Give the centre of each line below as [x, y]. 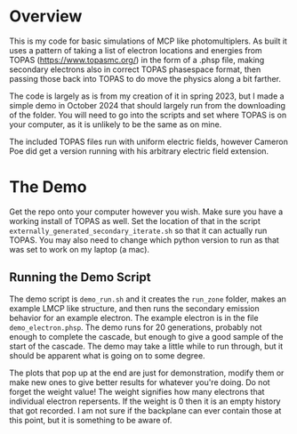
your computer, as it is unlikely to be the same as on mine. [116, 124]
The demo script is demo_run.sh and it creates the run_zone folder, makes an [148, 299]
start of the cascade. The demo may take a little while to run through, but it [146, 346]
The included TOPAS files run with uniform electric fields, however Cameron [149, 141]
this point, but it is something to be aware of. [91, 420]
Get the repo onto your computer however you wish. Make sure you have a [146, 212]
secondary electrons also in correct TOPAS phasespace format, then [135, 69]
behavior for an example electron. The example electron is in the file [134, 317]
